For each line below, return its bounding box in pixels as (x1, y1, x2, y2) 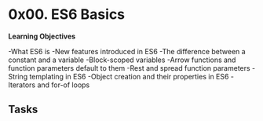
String (8, 71, 28, 81)
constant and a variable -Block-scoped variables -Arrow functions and (8, 55, 236, 64)
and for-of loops (37, 80, 90, 90)
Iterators (8, 80, 36, 90)
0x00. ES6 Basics (8, 5, 126, 24)
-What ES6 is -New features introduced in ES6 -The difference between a (8, 46, 246, 56)
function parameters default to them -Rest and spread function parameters (8, 63, 250, 72)
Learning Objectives (8, 31, 76, 41)
